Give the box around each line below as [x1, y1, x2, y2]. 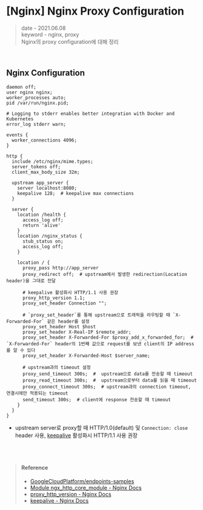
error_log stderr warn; [6, 121, 67, 127]
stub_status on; [22, 238, 64, 244]
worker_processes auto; [6, 94, 67, 101]
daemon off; [6, 84, 36, 90]
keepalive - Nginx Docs [30, 497, 89, 504]
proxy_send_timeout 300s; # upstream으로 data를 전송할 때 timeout [22, 371, 193, 377]
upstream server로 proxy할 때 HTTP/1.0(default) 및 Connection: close [15, 424, 188, 431]
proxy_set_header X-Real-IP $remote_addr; [22, 329, 131, 335]
